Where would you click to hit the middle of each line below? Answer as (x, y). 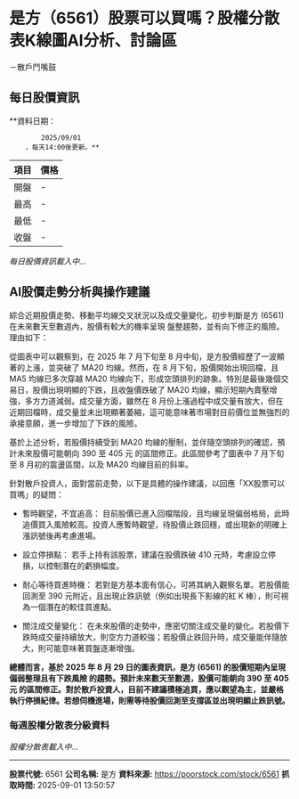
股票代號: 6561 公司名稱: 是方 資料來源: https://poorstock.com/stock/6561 (145, 774)
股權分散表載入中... (44, 746)
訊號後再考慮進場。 (65, 535)
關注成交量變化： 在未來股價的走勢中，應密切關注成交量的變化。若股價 (152, 625)
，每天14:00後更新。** (62, 147)
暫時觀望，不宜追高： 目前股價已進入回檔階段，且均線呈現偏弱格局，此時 (156, 513)
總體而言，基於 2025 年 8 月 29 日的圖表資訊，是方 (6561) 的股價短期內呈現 (148, 667)
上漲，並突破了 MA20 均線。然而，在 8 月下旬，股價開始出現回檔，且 (152, 367)
